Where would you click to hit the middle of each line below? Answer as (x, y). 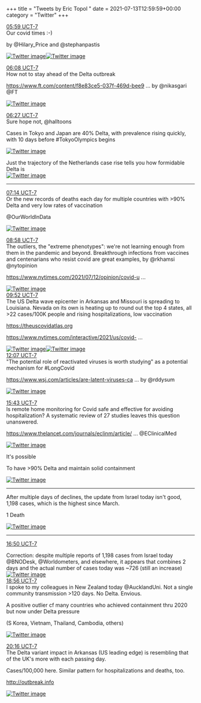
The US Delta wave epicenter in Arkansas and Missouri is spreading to (93, 301)
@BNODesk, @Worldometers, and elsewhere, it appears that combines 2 (96, 562)
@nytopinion (22, 265)
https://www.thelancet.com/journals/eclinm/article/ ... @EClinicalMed (92, 433)
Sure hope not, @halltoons (39, 121)
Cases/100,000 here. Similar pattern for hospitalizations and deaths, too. (95, 670)
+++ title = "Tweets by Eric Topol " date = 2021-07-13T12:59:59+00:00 (94, 9)
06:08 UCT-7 (22, 68)
